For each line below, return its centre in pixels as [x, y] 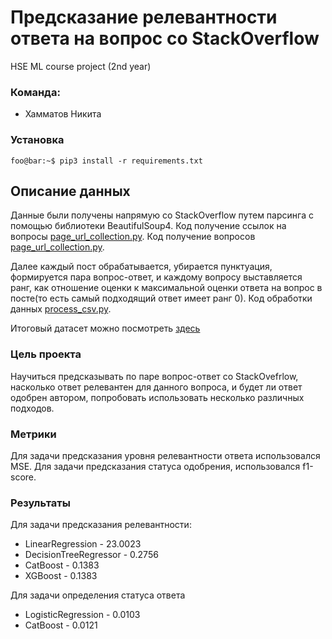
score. [23, 477]
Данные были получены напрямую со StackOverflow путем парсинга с [162, 215]
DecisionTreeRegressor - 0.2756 [91, 555]
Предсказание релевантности [144, 17]
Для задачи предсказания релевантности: [101, 525]
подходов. [32, 408]
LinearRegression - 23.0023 [83, 544]
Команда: [35, 92]
